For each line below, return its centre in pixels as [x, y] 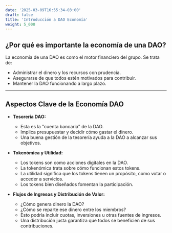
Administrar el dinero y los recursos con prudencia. [67, 73]
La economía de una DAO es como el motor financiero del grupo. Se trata [82, 57]
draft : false [19, 15]
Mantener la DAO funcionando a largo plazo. [59, 84]
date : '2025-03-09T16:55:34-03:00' [43, 10]
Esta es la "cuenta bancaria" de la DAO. [62, 126]
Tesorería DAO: [29, 116]
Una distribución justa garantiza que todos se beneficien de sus [88, 220]
